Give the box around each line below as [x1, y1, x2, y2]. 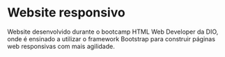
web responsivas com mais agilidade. [7, 42, 115, 50]
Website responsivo [7, 5, 125, 21]
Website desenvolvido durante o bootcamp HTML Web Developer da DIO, [7, 27, 219, 36]
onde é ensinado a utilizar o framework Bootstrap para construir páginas [7, 34, 216, 43]
